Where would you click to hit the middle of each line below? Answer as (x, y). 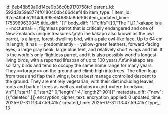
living (11, 60)
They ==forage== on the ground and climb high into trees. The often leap (81, 71)
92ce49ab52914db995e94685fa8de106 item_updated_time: (67, 18)
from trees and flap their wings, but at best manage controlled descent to (81, 76)
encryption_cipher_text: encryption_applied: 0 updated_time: (99, 97)
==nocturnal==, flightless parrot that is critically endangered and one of (79, 28)
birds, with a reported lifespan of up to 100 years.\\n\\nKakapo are (86, 60)
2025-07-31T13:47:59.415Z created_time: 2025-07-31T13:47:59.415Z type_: (83, 103)
